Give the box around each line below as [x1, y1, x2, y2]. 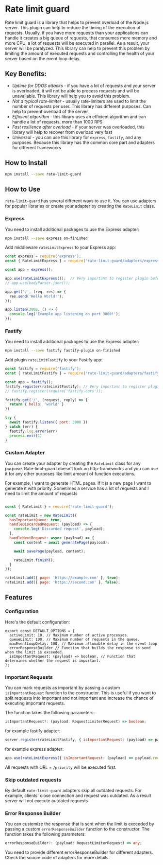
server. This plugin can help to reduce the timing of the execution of [5, 24, 141, 30]
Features [5, 593, 33, 601]
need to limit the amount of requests [5, 490, 78, 496]
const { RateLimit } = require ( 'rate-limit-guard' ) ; [5, 504, 114, 509]
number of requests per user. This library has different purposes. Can [12, 103, 151, 109]
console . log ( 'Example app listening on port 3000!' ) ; [9, 312, 120, 317]
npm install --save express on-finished [5, 236, 88, 241]
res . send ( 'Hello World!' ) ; [9, 294, 64, 299]
